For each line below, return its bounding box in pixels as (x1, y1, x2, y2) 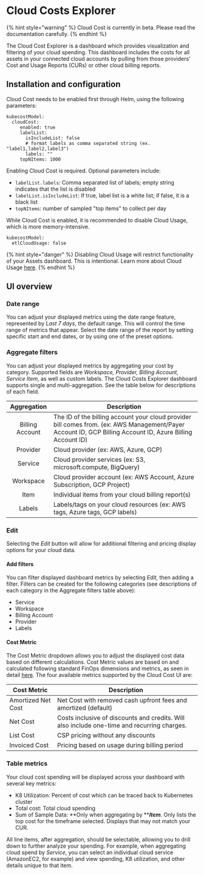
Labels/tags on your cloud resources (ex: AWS (53, 500, 186, 509)
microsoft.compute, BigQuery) (53, 462, 140, 471)
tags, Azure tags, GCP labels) (53, 508, 137, 516)
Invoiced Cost (9, 741, 49, 749)
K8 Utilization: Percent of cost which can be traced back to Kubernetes (15, 792, 193, 799)
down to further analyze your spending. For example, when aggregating (6, 842, 186, 849)
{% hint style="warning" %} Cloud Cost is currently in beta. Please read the (6, 24, 195, 31)
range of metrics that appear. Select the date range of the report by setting (6, 327, 194, 334)
